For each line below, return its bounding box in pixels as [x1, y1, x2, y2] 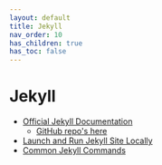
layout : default [9, 13, 71, 23]
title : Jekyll [9, 22, 63, 31]
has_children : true [9, 38, 83, 48]
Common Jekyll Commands [22, 145, 127, 156]
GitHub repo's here [35, 126, 108, 137]
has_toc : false [9, 47, 67, 56]
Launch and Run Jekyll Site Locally [22, 135, 153, 146]
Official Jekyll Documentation [22, 116, 133, 127]
